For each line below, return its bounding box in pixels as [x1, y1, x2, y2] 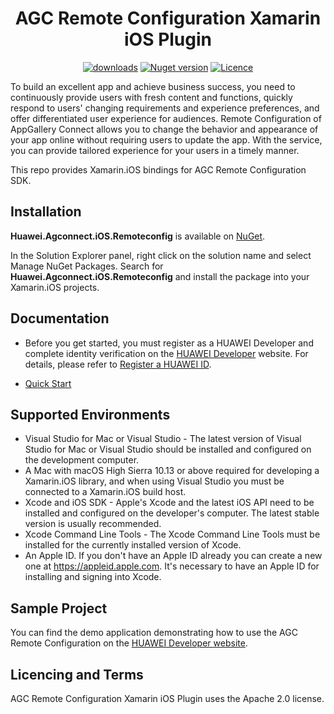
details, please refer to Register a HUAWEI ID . [24, 358, 212, 370]
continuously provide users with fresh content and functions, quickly [10, 91, 293, 103]
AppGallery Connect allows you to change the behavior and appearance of [10, 123, 319, 135]
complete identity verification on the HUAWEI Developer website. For [24, 347, 309, 359]
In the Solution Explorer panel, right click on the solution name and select [10, 249, 312, 261]
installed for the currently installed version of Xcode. [24, 539, 242, 551]
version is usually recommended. [24, 518, 162, 530]
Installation [10, 203, 82, 221]
